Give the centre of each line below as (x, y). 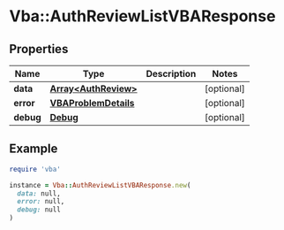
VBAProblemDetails (92, 103)
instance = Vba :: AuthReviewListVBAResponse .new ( (100, 185)
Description (171, 74)
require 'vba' (35, 169)
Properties (39, 49)
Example (34, 149)
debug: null (39, 210)
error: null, (41, 202)
